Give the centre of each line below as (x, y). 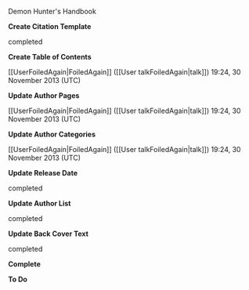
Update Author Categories (52, 134)
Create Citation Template (50, 26)
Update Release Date (43, 173)
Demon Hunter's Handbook (52, 11)
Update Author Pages (44, 96)
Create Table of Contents (50, 57)
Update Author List (40, 203)
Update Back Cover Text (48, 234)
